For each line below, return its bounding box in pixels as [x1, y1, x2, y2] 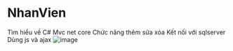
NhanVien [7, 5, 67, 21]
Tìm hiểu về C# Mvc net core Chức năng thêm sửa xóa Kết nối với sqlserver [7, 28, 226, 36]
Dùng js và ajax [7, 35, 52, 43]
